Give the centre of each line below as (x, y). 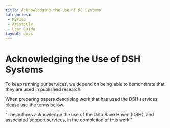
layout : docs (19, 34)
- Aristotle (20, 24)
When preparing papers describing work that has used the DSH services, (82, 99)
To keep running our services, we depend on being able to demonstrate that (85, 84)
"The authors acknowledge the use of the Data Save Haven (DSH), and (80, 114)
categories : (18, 15)
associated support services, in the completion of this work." (69, 120)
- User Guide (21, 29)
